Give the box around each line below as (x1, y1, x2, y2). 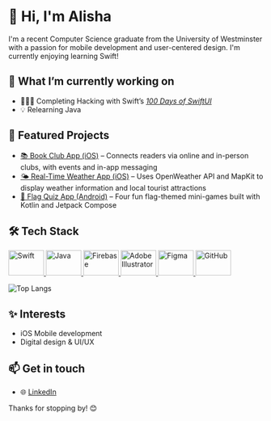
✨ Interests (8, 307, 66, 321)
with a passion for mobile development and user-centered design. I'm (8, 42, 241, 52)
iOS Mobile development (19, 329, 103, 339)
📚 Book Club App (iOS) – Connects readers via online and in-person (19, 150, 249, 160)
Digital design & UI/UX (19, 337, 95, 347)
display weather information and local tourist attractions (19, 183, 206, 192)
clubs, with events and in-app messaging (19, 162, 158, 172)
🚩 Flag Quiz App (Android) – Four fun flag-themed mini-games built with (19, 192, 260, 201)
